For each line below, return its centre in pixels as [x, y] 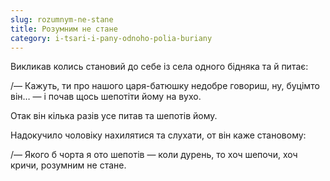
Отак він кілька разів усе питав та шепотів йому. [114, 116]
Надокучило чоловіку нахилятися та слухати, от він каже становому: [158, 135]
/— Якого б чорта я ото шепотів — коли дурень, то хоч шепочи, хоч [154, 155]
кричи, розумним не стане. [68, 165]
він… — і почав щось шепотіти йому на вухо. [106, 97]
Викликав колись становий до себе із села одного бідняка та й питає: [159, 67]
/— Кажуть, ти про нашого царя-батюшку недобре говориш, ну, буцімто [165, 86]
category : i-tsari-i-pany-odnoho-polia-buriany [111, 38]
